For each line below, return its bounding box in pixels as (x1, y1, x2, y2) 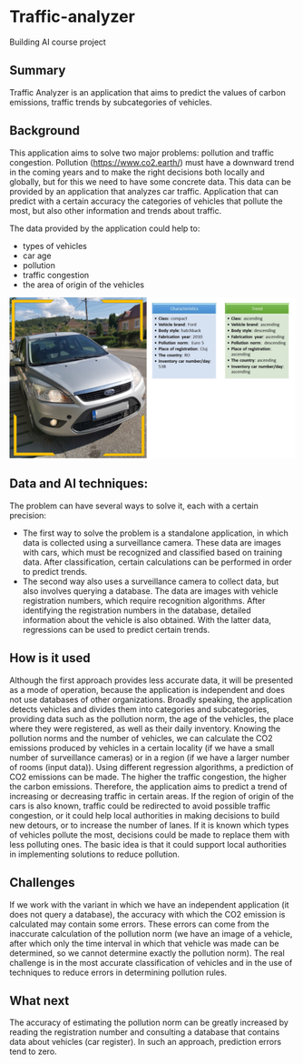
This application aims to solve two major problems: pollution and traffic (9, 147, 275, 158)
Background (9, 123, 80, 138)
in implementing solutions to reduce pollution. (9, 848, 180, 859)
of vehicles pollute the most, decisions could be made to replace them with (9, 829, 290, 840)
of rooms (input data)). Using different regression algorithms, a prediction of (9, 761, 294, 772)
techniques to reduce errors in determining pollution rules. (9, 967, 228, 978)
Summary (9, 63, 66, 78)
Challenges (9, 875, 75, 890)
